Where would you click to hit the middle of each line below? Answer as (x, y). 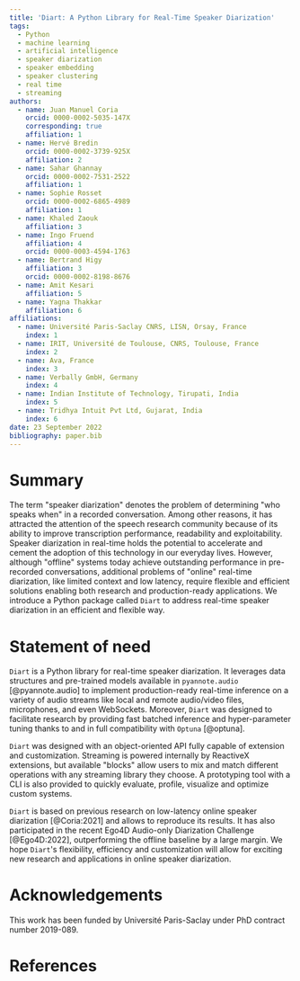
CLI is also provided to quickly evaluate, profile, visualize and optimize (139, 784)
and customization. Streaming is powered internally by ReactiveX (129, 755)
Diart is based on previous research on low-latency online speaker (133, 811)
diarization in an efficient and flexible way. (87, 610)
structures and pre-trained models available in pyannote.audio (124, 681)
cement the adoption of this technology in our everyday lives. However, (141, 553)
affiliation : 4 (54, 244)
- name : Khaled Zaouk (58, 218)
